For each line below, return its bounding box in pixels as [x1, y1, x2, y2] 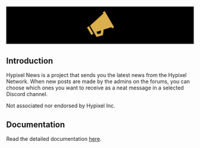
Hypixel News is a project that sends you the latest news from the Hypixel [6, 72, 187, 79]
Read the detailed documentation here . [6, 135, 102, 143]
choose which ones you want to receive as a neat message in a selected [6, 84, 184, 91]
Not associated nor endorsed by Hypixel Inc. [6, 102, 115, 109]
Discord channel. [6, 91, 48, 98]
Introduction [6, 55, 54, 66]
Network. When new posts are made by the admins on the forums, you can [6, 78, 190, 85]
